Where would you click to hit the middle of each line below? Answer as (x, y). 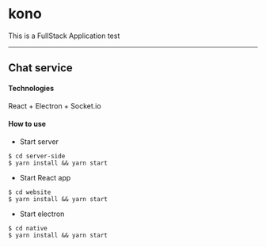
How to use (27, 124)
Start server (39, 141)
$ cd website (30, 192)
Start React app (45, 177)
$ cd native (28, 228)
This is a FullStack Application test (64, 36)
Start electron (42, 214)
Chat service (40, 68)
